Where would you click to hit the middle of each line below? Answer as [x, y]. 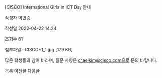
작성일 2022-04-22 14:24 [31, 28]
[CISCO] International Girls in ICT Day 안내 [48, 7]
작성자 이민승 [18, 18]
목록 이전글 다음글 [22, 71]
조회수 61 [14, 39]
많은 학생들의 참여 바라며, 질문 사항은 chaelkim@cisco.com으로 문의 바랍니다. [81, 60]
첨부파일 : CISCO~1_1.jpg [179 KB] [39, 49]
